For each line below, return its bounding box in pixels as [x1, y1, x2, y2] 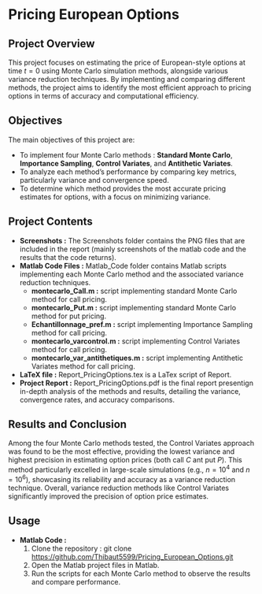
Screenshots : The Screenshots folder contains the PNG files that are [19, 236, 245, 245]
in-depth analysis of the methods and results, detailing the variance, [19, 386, 242, 395]
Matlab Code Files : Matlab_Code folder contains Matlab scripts [19, 261, 227, 270]
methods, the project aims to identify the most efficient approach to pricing [8, 83, 252, 92]
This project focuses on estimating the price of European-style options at [8, 58, 245, 67]
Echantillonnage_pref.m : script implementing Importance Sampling [31, 319, 253, 329]
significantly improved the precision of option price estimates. [8, 491, 209, 501]
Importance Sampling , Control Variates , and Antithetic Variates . [19, 158, 234, 168]
